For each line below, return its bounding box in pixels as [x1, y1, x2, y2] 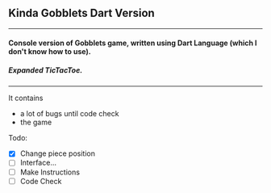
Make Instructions [19, 167, 81, 177]
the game [19, 117, 52, 128]
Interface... [19, 157, 56, 168]
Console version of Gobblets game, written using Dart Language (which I [8, 38, 257, 48]
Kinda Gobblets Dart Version [8, 6, 155, 20]
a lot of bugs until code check [19, 109, 119, 119]
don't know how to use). [8, 47, 91, 57]
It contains [8, 93, 44, 103]
